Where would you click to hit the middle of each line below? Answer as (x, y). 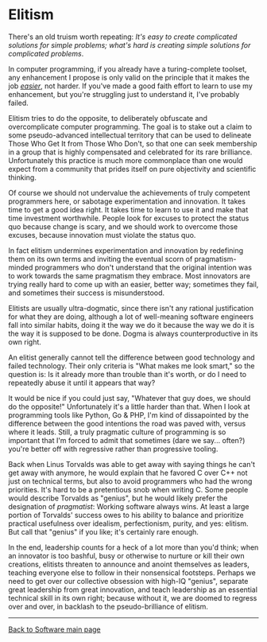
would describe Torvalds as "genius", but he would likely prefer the (118, 498)
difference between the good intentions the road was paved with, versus (127, 423)
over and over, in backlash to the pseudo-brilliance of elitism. (108, 606)
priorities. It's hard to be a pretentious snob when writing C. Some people (128, 489)
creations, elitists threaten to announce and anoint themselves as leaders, (129, 564)
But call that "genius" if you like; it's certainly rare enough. (103, 531)
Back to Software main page (54, 629)
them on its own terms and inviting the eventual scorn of (101, 259)
